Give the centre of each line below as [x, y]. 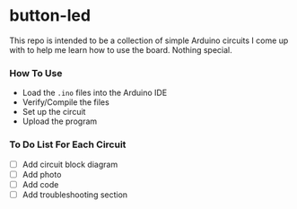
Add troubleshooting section [75, 195]
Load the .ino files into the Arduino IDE [95, 93]
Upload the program [60, 121]
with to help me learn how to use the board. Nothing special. [121, 49]
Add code [40, 184]
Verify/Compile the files [66, 102]
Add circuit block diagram [70, 164]
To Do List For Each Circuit [68, 144]
